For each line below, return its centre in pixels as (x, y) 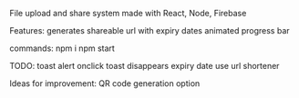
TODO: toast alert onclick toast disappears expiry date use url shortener (144, 66)
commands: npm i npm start (62, 48)
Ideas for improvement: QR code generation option (105, 83)
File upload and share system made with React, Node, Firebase (128, 13)
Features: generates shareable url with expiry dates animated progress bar (149, 30)
